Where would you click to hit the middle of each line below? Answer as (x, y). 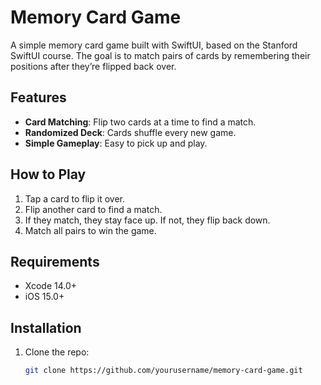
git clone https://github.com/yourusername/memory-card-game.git (163, 371)
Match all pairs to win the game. (90, 230)
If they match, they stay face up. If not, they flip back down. (147, 220)
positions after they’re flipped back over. (93, 66)
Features (38, 97)
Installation (46, 327)
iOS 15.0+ (44, 297)
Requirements (55, 261)
